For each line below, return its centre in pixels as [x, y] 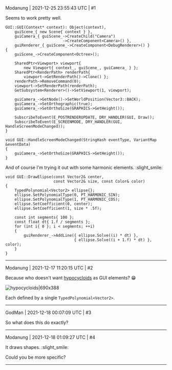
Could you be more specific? [36, 357]
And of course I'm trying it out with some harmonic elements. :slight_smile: [84, 168]
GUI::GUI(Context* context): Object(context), [56, 27]
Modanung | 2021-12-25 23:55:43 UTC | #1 [51, 8]
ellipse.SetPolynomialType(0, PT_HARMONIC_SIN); [67, 195]
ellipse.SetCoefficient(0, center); [54, 204]
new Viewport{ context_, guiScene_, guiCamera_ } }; [81, 68]
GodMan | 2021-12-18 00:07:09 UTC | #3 [48, 312]
